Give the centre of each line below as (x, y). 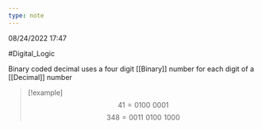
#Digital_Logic (32, 53)
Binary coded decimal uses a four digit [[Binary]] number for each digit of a (131, 69)
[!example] (45, 93)
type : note (26, 15)
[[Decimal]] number (40, 77)
